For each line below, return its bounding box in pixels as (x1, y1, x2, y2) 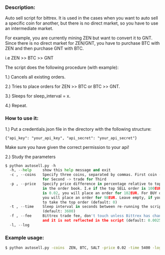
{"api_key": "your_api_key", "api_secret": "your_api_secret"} (5, 136, 137, 141)
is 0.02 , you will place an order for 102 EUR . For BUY (42, 191, 157, 196)
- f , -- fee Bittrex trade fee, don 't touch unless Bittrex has (9, 213, 151, 219)
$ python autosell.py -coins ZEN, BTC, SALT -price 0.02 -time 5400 (5, 245, 151, 251)
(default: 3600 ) (42, 209, 76, 214)
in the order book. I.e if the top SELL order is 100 (42, 186, 155, 191)
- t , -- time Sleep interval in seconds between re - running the (9, 204, 148, 209)
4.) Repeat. (5, 103, 27, 109)
